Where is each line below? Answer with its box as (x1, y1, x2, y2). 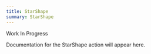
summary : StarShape (6, 14, 54, 20)
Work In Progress (6, 30, 48, 37)
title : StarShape (6, 8, 49, 15)
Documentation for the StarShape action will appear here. (6, 41, 146, 48)
